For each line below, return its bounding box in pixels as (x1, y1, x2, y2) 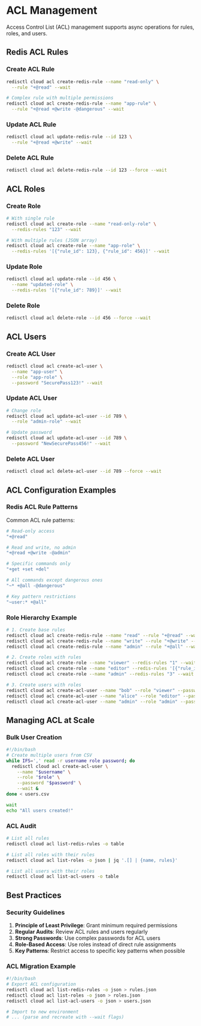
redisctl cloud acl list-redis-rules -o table (6, 840, 124, 847)
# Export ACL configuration (6, 981, 77, 988)
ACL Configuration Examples (6, 485, 117, 495)
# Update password (6, 429, 52, 436)
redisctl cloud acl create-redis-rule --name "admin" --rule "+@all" (6, 643, 184, 649)
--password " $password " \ (17, 780, 82, 786)
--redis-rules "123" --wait (11, 226, 82, 232)
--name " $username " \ (17, 769, 71, 775)
